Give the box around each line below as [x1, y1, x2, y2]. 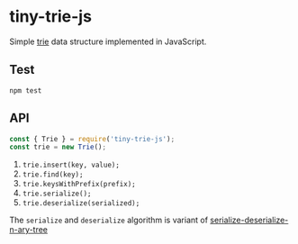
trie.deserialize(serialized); [22, 199, 140, 208]
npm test [9, 86, 42, 95]
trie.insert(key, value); [22, 160, 120, 170]
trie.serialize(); [22, 189, 92, 199]
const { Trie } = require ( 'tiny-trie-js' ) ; [9, 134, 176, 143]
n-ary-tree [9, 224, 48, 235]
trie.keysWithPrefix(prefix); [22, 180, 137, 189]
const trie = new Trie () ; [9, 142, 106, 152]
